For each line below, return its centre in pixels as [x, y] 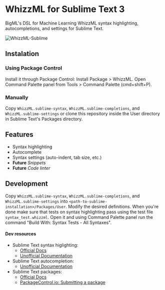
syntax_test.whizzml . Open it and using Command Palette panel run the [79, 217]
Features [19, 134]
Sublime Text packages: [37, 271]
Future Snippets [29, 163]
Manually [17, 97]
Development [27, 184]
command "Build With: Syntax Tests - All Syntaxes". [58, 222]
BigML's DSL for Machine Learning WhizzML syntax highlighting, [72, 23]
